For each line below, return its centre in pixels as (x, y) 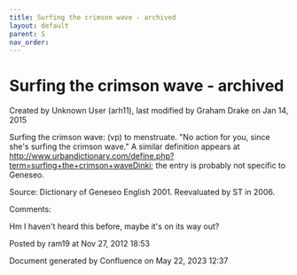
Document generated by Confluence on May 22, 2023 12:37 (119, 261)
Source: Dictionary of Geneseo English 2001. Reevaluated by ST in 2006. (142, 192)
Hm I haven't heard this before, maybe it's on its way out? (114, 226)
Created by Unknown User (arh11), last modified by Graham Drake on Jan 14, (149, 111)
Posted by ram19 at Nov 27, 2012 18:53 (80, 244)
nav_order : (29, 42)
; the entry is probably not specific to (218, 166)
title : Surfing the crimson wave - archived (93, 17)
